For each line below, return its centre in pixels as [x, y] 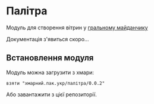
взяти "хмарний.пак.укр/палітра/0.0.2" [56, 83]
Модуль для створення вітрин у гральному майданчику [77, 27]
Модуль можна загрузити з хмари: [50, 72]
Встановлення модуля [50, 58]
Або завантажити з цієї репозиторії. [51, 94]
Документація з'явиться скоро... [48, 39]
